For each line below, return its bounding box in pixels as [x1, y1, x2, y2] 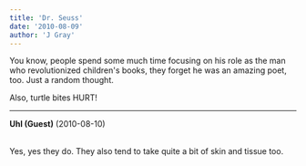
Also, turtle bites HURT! [9, 92, 98, 103]
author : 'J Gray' [9, 30, 76, 39]
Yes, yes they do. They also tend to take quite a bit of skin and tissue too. [9, 146, 284, 157]
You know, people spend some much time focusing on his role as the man [9, 56, 286, 67]
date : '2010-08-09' [9, 22, 84, 31]
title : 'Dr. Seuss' [9, 13, 84, 23]
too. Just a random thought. [9, 75, 114, 86]
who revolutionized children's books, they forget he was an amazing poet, [9, 65, 287, 76]
